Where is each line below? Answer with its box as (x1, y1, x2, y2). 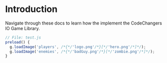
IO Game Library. (5, 25, 40, 31)
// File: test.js (5, 35, 41, 40)
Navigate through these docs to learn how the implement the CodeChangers (5, 20, 162, 26)
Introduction (5, 3, 58, 15)
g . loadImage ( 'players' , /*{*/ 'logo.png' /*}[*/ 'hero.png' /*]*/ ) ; (9, 44, 146, 49)
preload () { (5, 39, 30, 44)
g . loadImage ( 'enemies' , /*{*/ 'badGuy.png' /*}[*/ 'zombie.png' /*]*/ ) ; (9, 49, 155, 54)
